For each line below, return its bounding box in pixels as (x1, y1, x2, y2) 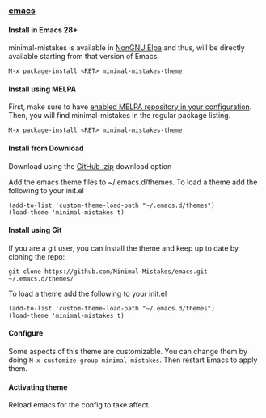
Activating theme (8, 382, 68, 392)
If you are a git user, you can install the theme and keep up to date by (8, 243, 239, 253)
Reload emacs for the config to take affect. (8, 400, 151, 410)
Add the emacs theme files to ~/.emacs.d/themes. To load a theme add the (8, 177, 258, 187)
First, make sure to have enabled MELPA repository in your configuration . (8, 102, 252, 112)
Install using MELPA (8, 84, 77, 94)
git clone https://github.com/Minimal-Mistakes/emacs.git (8, 268, 208, 276)
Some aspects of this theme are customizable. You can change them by (8, 346, 248, 356)
